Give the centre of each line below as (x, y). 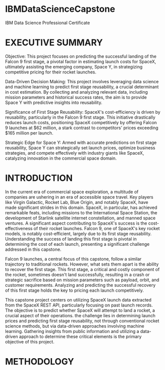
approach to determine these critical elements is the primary (80, 336)
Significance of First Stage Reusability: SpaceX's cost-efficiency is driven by (83, 112)
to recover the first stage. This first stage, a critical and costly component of (82, 269)
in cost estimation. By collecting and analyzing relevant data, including (77, 92)
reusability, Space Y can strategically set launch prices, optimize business (80, 148)
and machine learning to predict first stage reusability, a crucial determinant (82, 87)
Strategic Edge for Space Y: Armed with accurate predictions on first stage (81, 142)
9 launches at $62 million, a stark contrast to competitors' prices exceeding (82, 128)
